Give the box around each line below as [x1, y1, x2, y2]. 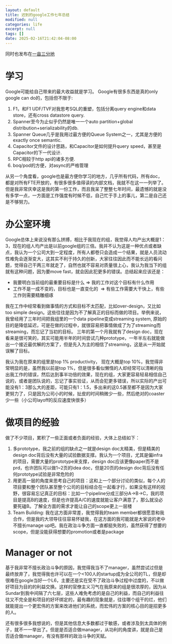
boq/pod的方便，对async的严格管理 [12, 162, 89, 168]
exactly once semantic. [12, 137, 62, 143]
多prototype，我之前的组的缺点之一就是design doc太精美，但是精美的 [12, 446, 160, 452]
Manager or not [5, 547, 73, 558]
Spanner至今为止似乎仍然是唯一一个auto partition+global [12, 118, 133, 124]
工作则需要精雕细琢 [12, 292, 54, 298]
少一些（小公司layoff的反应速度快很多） [5, 397, 89, 403]
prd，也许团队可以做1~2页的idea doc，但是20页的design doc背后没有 [12, 464, 160, 471]
